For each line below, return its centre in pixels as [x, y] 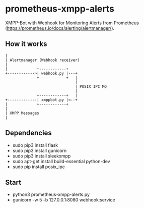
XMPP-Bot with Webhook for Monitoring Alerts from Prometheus [72, 23]
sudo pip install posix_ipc [39, 167]
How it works [26, 44]
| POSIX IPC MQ [91, 86]
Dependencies [28, 133]
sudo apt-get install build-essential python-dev [61, 161]
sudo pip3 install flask [35, 145]
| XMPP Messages [22, 113]
